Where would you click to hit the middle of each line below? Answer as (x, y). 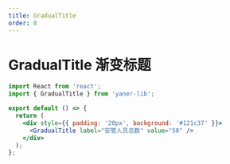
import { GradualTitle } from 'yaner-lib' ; (82, 94)
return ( (30, 116)
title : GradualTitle (43, 16)
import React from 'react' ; (55, 87)
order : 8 (23, 23)
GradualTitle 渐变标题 (80, 65)
